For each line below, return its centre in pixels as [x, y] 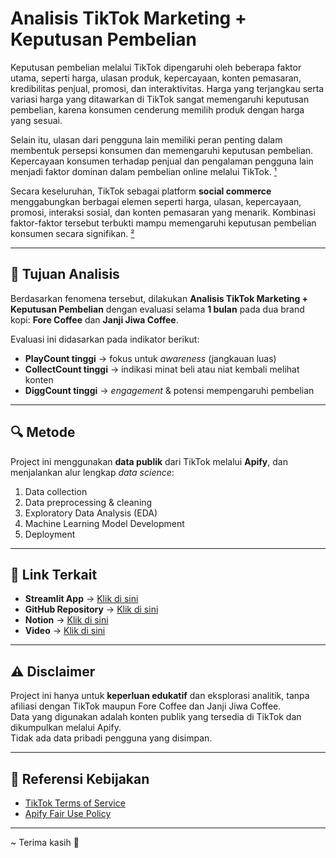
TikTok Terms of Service [75, 803]
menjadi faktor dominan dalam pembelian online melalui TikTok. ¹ [143, 171]
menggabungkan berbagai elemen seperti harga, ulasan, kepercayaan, [156, 201]
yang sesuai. [36, 120]
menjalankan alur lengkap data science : [92, 472]
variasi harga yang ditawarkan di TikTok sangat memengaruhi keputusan [160, 99]
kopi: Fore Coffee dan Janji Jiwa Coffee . [94, 319]
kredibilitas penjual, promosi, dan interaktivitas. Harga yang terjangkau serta [167, 88]
